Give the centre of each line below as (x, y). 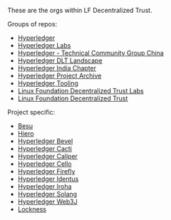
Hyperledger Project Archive (59, 75)
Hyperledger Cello (45, 164)
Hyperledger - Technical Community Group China (90, 53)
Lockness (32, 209)
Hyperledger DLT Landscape (60, 61)
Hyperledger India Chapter (57, 68)
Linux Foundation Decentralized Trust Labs (81, 91)
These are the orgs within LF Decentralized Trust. (80, 10)
